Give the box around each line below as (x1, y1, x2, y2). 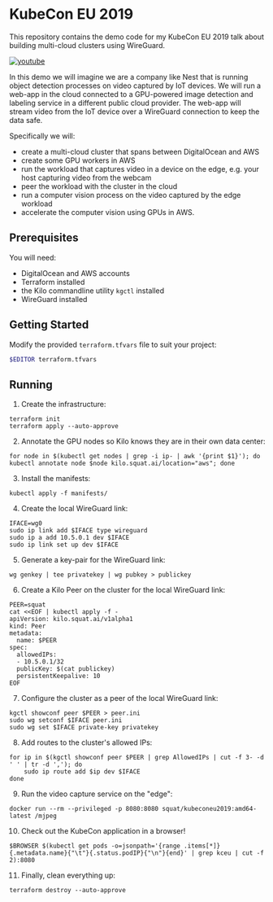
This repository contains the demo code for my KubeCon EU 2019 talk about (9, 32, 265, 42)
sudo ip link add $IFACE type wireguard (9, 527, 149, 535)
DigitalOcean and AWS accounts (20, 268, 131, 278)
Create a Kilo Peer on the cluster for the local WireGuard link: (20, 585, 226, 595)
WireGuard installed (20, 294, 88, 304)
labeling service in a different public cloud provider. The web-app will (9, 98, 242, 107)
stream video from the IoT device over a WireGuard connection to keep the (9, 107, 260, 116)
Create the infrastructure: (20, 400, 106, 409)
